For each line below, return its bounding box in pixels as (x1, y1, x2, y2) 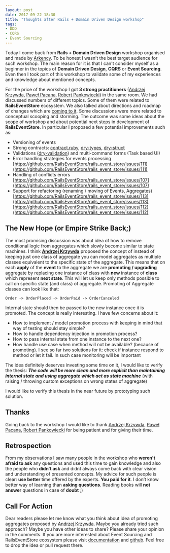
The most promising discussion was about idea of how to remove (5, 237, 142, 243)
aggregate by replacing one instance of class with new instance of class (5, 270, 157, 276)
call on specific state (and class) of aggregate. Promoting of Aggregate (5, 280, 154, 286)
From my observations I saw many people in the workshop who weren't (5, 455, 156, 461)
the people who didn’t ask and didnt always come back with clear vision (5, 466, 157, 472)
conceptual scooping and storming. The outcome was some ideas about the (5, 113, 165, 119)
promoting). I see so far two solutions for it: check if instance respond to (12, 347, 164, 353)
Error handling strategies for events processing (12, 155, 112, 161)
